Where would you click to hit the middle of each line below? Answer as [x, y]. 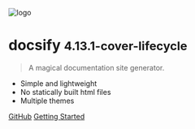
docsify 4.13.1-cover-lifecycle [98, 45]
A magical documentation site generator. [96, 67]
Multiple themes [47, 101]
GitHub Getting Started [47, 116]
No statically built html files [65, 92]
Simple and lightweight [58, 83]
